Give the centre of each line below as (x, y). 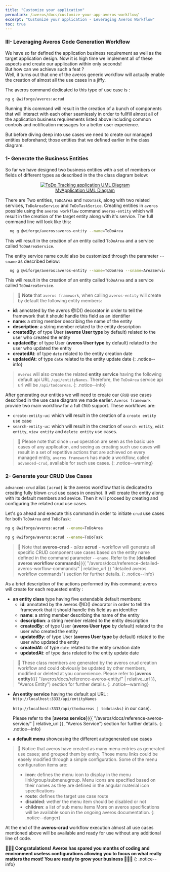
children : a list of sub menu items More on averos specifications (92, 807)
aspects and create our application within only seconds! (63, 63)
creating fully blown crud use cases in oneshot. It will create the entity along (84, 493)
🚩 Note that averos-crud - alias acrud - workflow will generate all (86, 547)
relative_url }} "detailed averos (115, 568)
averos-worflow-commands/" (49, 568)
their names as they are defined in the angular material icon (87, 785)
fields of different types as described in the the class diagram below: (77, 175)
